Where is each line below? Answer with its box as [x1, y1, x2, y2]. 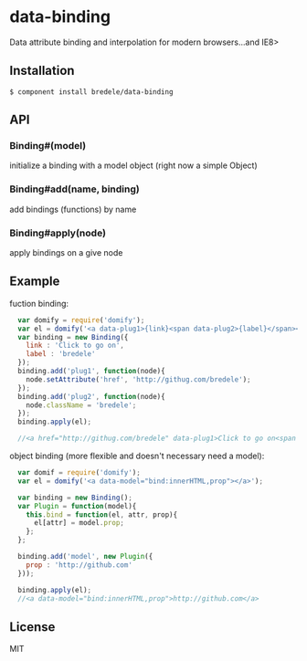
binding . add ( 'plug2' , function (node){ [17, 392, 166, 401]
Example [9, 274, 60, 289]
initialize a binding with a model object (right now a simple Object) [9, 160, 258, 171]
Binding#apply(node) [9, 226, 107, 239]
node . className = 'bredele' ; [26, 400, 137, 410]
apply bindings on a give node [9, 247, 123, 258]
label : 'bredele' [26, 350, 96, 359]
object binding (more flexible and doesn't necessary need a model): [9, 450, 265, 462]
